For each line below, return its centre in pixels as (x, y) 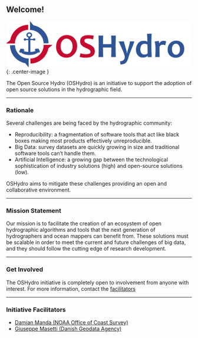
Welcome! (25, 10)
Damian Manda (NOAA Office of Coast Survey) (71, 322)
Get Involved (25, 269)
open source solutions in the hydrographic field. (64, 89)
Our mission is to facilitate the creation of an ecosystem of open (84, 223)
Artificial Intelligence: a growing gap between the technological (91, 160)
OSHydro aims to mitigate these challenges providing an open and (86, 184)
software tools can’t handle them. (55, 154)
